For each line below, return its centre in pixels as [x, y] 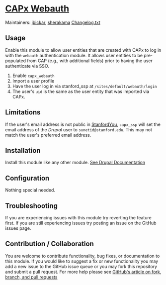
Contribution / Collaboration [50, 244]
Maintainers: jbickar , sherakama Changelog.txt [53, 22]
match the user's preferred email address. [48, 135]
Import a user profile [33, 81]
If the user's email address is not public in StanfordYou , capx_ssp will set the [83, 124]
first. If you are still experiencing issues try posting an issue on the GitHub [81, 223]
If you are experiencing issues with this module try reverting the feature [78, 218]
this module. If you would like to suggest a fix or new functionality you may [82, 261]
